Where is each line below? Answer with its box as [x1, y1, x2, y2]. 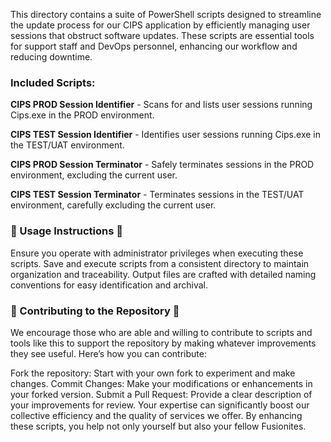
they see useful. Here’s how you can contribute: [10, 347, 207, 359]
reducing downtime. [10, 51, 93, 63]
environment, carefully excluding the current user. [10, 199, 217, 211]
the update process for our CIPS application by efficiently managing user [10, 19, 311, 31]
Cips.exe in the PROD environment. [10, 109, 155, 121]
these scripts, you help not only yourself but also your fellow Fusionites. [10, 420, 307, 432]
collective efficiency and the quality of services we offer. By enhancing [10, 409, 303, 421]
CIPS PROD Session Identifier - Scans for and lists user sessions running [10, 99, 313, 111]
